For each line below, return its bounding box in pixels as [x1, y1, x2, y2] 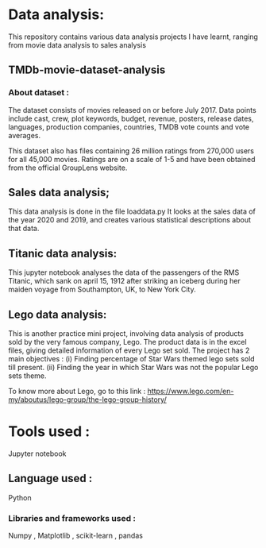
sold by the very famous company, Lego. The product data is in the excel [8, 338, 248, 347]
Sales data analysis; [8, 186, 110, 199]
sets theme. [8, 371, 47, 380]
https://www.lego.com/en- [147, 387, 234, 396]
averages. [8, 130, 41, 140]
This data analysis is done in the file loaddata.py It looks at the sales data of [8, 206, 256, 216]
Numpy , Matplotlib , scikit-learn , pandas [8, 531, 143, 541]
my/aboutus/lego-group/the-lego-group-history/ [8, 395, 167, 404]
